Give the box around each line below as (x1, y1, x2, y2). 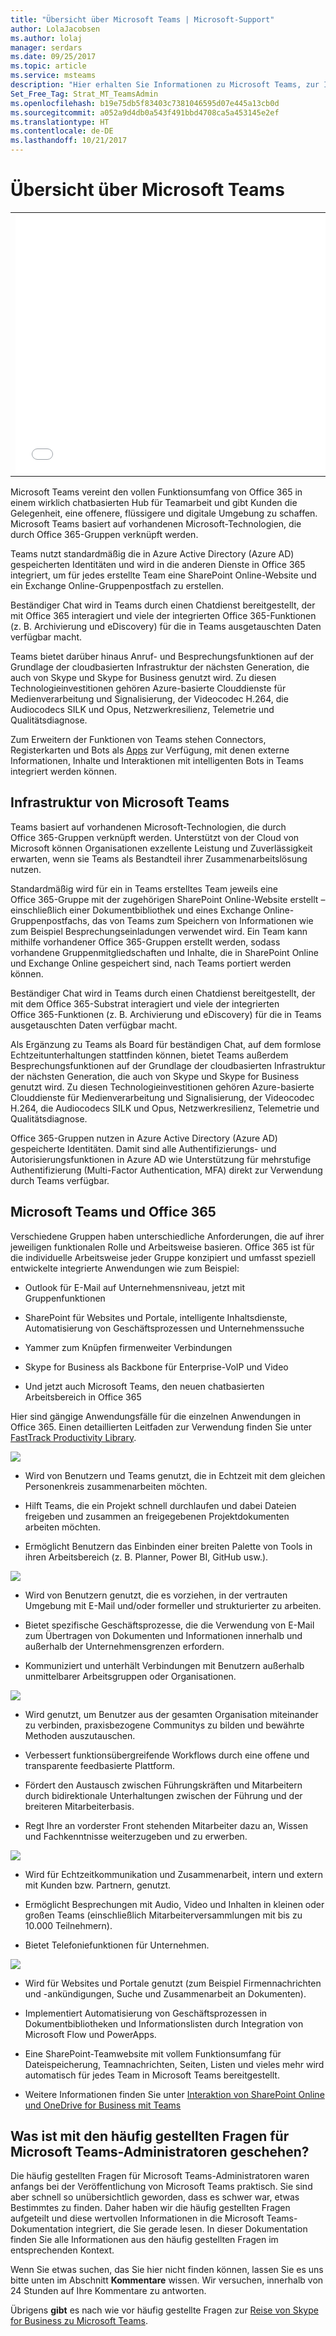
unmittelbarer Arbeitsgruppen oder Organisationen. (24, 1670, 237, 1682)
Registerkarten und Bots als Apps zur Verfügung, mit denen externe (10, 744, 290, 756)
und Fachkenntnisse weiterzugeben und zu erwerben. (24, 1830, 248, 1842)
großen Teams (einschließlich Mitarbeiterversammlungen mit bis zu (24, 1909, 303, 1921)
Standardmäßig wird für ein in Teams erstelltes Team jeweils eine (10, 882, 279, 895)
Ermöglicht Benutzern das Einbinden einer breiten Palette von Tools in (24, 1540, 313, 1552)
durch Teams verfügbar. (10, 1174, 110, 1186)
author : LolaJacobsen (10, 24, 101, 34)
